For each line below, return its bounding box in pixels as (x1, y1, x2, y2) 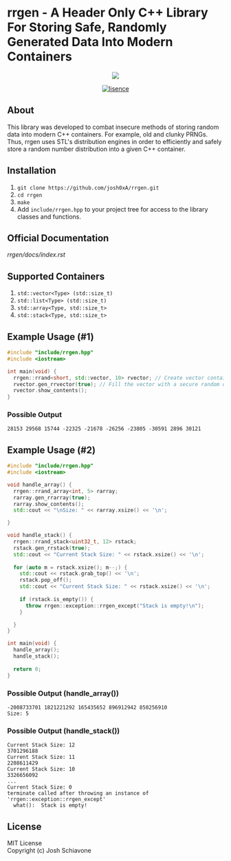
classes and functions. (16, 212, 81, 221)
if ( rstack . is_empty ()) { (19, 596, 94, 602)
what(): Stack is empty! (13, 802, 88, 809)
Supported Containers (7, 270, 105, 282)
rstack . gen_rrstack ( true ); (13, 545, 91, 551)
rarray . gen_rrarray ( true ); (13, 494, 91, 501)
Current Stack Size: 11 (7, 753, 76, 761)
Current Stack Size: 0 (7, 784, 72, 791)
